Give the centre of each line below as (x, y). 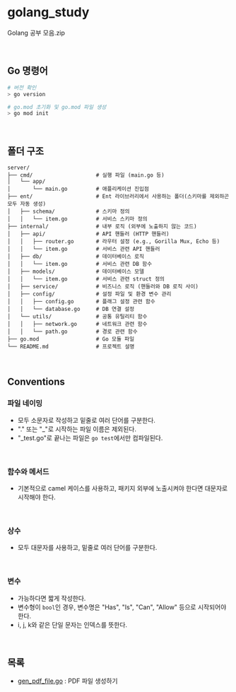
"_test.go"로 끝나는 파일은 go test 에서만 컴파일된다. (90, 438)
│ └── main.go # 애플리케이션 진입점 (78, 189)
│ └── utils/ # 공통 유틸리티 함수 (77, 317)
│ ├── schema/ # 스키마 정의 (69, 212)
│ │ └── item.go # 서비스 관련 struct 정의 (86, 279)
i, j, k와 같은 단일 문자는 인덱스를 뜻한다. (72, 624)
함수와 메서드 (28, 471)
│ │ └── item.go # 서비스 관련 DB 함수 (80, 264)
